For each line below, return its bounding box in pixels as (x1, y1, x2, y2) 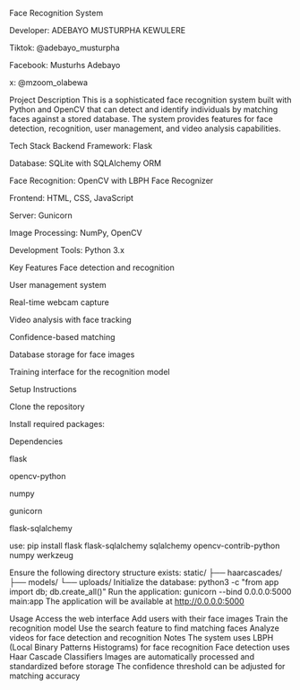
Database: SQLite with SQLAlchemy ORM (9, 158, 162, 169)
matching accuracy (9, 670, 81, 681)
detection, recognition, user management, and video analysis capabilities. (9, 123, 281, 134)
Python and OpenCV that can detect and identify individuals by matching (9, 104, 279, 115)
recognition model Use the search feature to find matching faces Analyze (9, 623, 280, 633)
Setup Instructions (9, 384, 78, 394)
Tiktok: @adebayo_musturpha (9, 42, 120, 53)
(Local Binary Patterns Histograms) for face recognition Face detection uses (9, 642, 290, 652)
